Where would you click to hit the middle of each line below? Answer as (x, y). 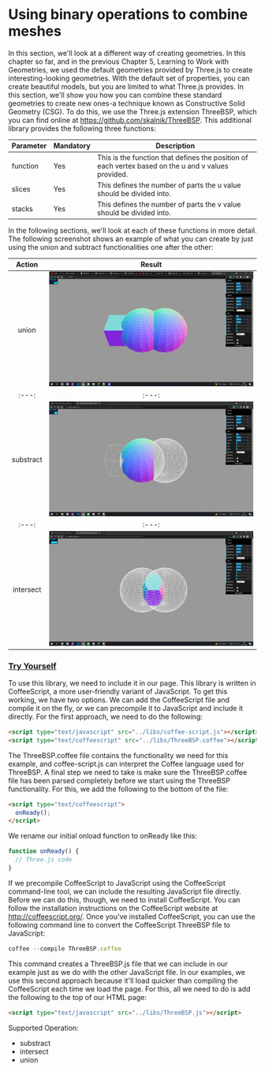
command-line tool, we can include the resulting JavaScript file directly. (125, 891)
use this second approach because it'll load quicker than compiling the (123, 980)
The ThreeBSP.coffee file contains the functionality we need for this (118, 755)
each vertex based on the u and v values (163, 165)
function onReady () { (44, 852)
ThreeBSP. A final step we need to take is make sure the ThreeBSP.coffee (128, 772)
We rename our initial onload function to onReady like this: (103, 836)
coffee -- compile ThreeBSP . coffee (65, 948)
